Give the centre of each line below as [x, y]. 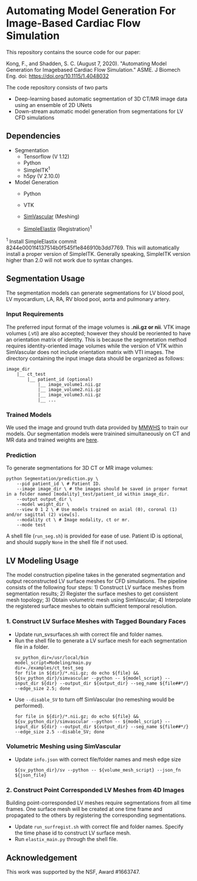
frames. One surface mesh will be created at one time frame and [84, 809]
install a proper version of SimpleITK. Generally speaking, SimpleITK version [98, 253]
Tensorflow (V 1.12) [46, 156]
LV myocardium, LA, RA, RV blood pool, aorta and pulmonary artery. [88, 299]
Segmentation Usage [46, 278]
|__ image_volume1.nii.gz [69, 384]
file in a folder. [32, 647]
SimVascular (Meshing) [51, 216]
